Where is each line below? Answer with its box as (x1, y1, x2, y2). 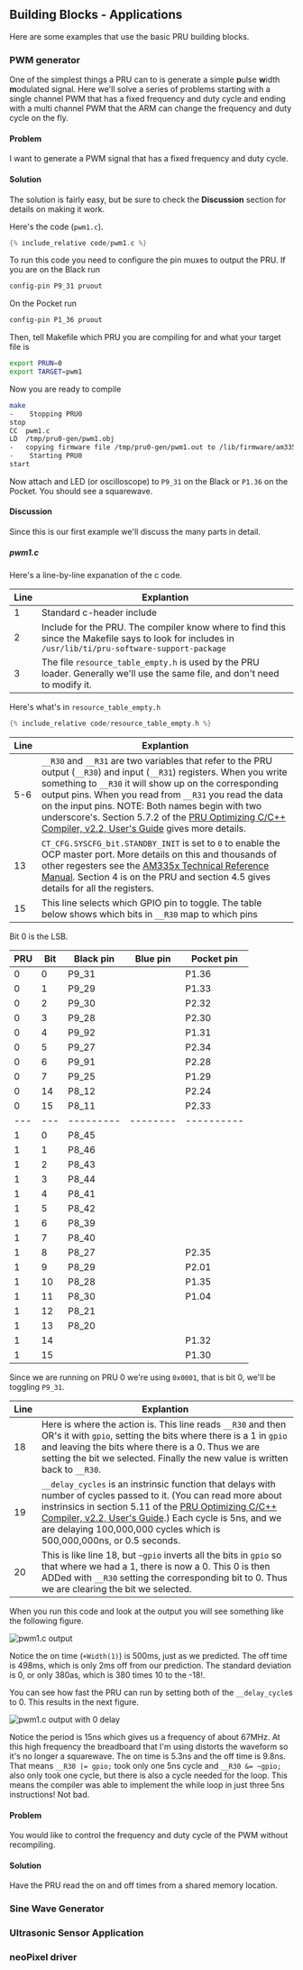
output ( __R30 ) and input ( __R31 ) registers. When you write (41, 766, 288, 778)
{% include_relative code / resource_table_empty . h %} (9, 719, 212, 729)
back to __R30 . (41, 1463, 102, 1476)
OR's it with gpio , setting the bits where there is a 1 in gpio (41, 1429, 288, 1441)
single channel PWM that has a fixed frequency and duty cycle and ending (9, 94, 286, 105)
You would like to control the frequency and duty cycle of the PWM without (9, 1830, 289, 1841)
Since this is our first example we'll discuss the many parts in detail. (9, 527, 262, 538)
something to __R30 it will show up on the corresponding (41, 777, 280, 789)
